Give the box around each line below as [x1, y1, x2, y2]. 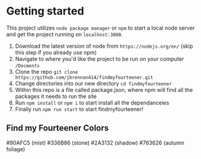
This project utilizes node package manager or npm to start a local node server [6, 24, 195, 31]
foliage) [6, 145, 25, 152]
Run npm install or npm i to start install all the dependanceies [14, 99, 170, 106]
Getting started [6, 4, 85, 18]
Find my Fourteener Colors [6, 123, 109, 134]
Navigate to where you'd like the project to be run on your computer [14, 55, 184, 62]
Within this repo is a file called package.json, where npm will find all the [14, 86, 193, 93]
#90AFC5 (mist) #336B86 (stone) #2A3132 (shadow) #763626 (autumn [6, 139, 185, 146]
